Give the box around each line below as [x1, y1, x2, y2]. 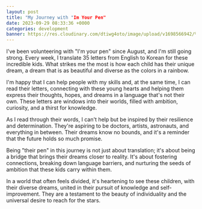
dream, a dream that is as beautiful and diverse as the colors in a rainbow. [6, 67, 189, 74]
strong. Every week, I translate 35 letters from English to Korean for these [6, 54, 188, 61]
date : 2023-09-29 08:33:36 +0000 [6, 20, 90, 26]
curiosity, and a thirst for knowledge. [6, 104, 97, 111]
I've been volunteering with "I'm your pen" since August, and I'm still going [6, 48, 192, 55]
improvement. [6, 190, 41, 198]
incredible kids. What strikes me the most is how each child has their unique [6, 61, 195, 68]
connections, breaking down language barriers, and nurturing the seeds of [6, 160, 191, 167]
